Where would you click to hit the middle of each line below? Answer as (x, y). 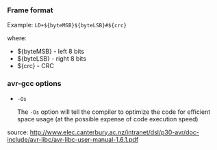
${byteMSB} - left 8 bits (50, 51)
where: (17, 38)
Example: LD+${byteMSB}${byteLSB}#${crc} (67, 25)
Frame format (30, 10)
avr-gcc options (34, 84)
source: (18, 132)
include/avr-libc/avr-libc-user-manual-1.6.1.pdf (73, 139)
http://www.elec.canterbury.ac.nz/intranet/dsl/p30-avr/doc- (115, 132)
